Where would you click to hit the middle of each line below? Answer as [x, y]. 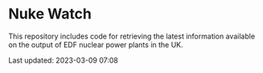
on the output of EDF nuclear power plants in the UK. [96, 44]
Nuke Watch [50, 14]
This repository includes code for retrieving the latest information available [132, 36]
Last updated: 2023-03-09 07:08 [64, 60]
